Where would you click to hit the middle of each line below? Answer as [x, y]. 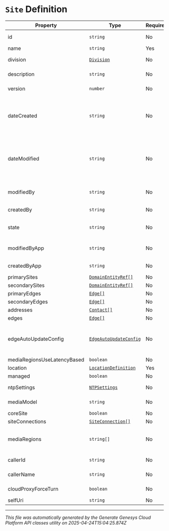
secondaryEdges [28, 302]
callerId [17, 460]
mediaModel [23, 402]
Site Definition [36, 9]
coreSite [18, 413]
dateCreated [23, 115]
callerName [21, 474]
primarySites [23, 277]
